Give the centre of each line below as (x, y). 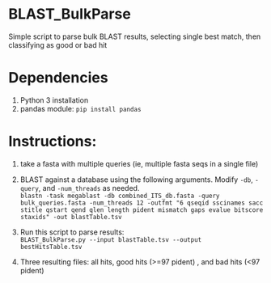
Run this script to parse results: (72, 232)
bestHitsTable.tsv (51, 247)
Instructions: (53, 141)
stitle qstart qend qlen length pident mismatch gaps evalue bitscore (142, 210)
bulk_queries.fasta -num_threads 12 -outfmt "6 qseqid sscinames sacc (142, 203)
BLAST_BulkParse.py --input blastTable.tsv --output (111, 239)
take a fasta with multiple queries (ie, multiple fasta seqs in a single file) (139, 163)
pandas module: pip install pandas (80, 108)
